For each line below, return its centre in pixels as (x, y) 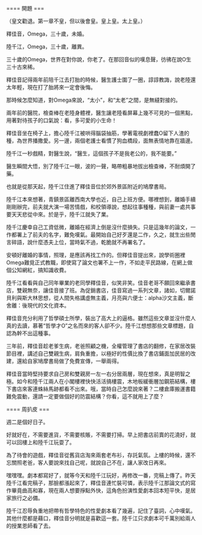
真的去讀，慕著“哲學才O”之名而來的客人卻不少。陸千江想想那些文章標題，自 (100, 326)
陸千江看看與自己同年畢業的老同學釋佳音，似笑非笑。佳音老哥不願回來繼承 (98, 283)
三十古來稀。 (22, 67)
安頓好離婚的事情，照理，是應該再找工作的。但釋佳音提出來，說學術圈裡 (96, 255)
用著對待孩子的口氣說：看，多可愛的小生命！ (62, 120)
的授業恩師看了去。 (30, 526)
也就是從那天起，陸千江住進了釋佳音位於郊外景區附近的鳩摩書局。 (88, 187)
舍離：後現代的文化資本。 (38, 305)
